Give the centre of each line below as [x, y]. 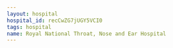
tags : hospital [29, 27]
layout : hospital [32, 14]
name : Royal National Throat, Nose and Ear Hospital [86, 34]
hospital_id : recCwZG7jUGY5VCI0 [54, 20]
